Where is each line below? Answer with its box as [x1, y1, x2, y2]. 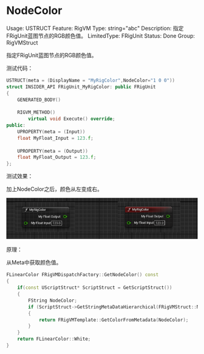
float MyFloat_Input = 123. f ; [17, 135, 94, 141]
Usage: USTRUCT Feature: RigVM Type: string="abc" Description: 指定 [6, 24, 184, 32]
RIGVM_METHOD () [17, 109, 56, 116]
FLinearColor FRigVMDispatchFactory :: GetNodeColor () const [6, 272, 159, 278]
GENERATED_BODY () [17, 97, 61, 103]
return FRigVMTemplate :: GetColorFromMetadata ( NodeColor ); [38, 317, 189, 323]
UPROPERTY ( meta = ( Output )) [17, 148, 88, 154]
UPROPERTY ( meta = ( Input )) [17, 128, 86, 134]
